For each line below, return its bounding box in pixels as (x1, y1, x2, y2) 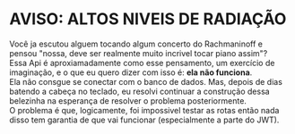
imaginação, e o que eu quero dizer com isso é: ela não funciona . (9, 67, 253, 78)
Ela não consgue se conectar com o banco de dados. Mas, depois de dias (9, 76, 282, 87)
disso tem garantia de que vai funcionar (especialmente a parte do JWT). (9, 114, 280, 125)
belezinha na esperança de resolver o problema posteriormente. (9, 95, 247, 106)
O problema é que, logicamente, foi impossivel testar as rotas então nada (9, 105, 280, 115)
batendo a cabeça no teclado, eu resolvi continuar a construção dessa (9, 86, 271, 96)
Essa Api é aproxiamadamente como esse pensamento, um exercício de (9, 57, 275, 68)
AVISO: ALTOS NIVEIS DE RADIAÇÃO (9, 9, 287, 29)
